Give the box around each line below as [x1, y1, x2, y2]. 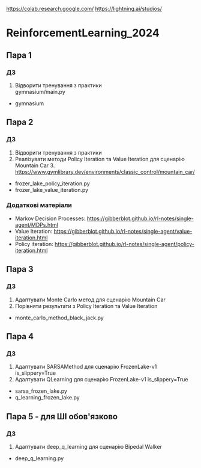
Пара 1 [6, 50, 32, 60]
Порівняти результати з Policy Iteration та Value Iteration [14, 302, 158, 309]
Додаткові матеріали [6, 201, 72, 209]
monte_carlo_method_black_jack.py [14, 314, 104, 321]
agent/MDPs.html [14, 221, 58, 228]
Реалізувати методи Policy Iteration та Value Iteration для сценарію [14, 155, 185, 162]
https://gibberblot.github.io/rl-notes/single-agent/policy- [55, 240, 195, 247]
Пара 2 [6, 117, 34, 128]
